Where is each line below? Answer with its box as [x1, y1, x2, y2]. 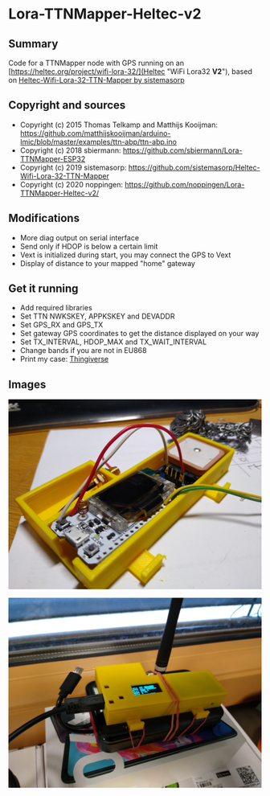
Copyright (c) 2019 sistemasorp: [19, 162, 127, 172]
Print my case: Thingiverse [19, 355, 109, 364]
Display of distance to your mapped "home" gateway [19, 258, 195, 268]
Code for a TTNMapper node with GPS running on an [8, 58, 185, 68]
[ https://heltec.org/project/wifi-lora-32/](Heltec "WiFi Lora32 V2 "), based [8, 67, 253, 76]
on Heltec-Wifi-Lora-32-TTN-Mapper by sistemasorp [8, 76, 185, 84]
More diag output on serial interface [19, 232, 139, 242]
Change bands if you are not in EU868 [19, 346, 147, 355]
